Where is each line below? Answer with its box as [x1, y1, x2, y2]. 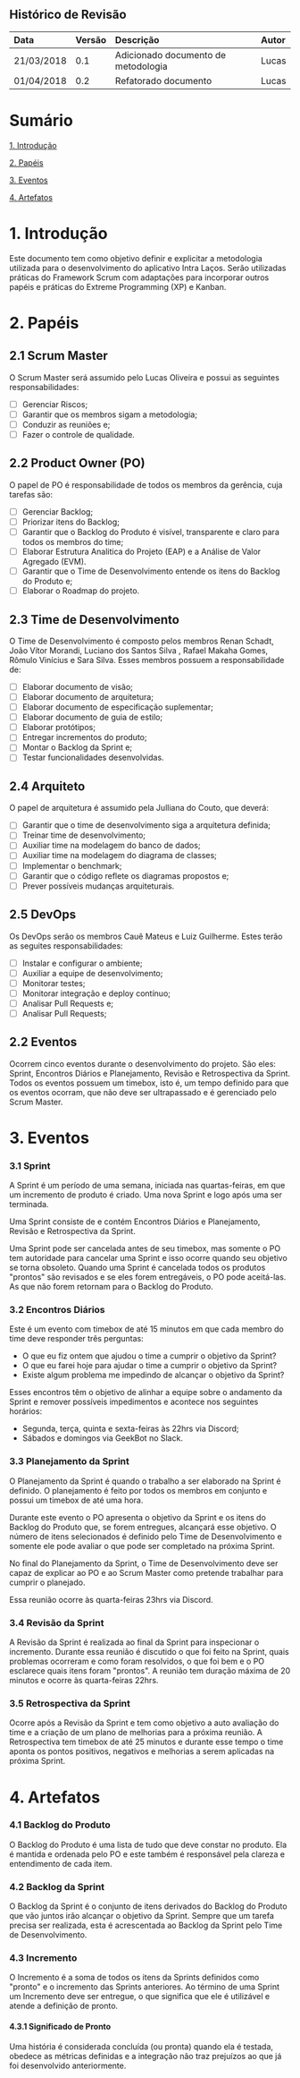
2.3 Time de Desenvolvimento [9, 612, 180, 627]
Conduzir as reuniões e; [21, 419, 111, 430]
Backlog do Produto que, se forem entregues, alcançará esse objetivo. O [9, 1521, 277, 1532]
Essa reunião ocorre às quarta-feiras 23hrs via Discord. [9, 1594, 213, 1605]
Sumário [9, 111, 73, 131]
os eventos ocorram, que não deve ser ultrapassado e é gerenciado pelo [9, 1086, 277, 1097]
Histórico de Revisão [9, 7, 127, 22]
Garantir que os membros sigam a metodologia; [21, 409, 198, 420]
